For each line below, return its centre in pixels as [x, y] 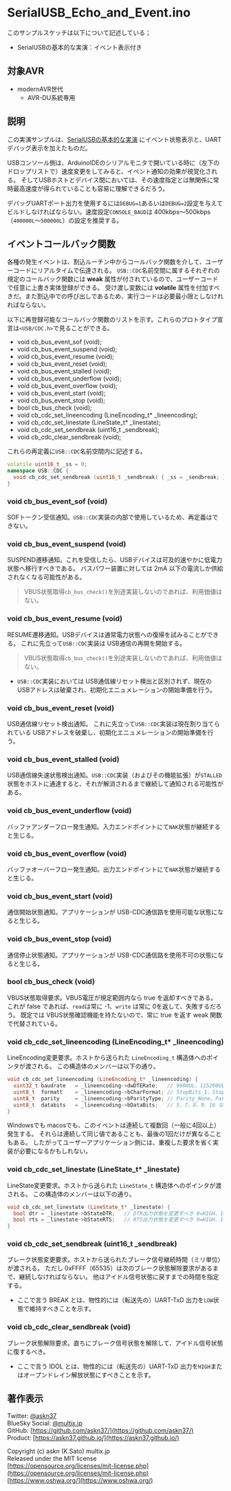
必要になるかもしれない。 [55, 1151]
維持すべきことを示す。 [62, 1309]
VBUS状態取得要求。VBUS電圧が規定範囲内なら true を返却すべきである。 [112, 998]
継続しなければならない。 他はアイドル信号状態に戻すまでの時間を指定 [119, 1277]
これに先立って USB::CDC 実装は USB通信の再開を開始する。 [103, 643]
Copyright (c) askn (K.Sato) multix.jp [58, 1451]
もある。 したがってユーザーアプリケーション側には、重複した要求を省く [110, 1142]
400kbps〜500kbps [182, 212]
